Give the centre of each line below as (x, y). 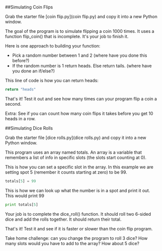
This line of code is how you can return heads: (52, 80)
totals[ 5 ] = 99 (21, 181)
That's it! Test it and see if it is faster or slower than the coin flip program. (79, 228)
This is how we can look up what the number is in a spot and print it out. (78, 190)
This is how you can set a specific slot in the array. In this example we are (79, 167)
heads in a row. (20, 118)
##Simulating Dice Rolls (29, 128)
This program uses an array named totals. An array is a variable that (73, 152)
